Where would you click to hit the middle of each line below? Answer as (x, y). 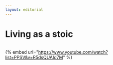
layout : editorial (24, 10)
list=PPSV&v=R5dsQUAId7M (34, 57)
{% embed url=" (22, 52)
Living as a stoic (39, 34)
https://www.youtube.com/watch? (73, 52)
